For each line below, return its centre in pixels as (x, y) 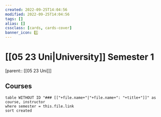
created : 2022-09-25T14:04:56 (36, 10)
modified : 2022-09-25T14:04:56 (37, 14)
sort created (19, 111)
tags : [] (14, 19)
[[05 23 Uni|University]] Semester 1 (80, 57)
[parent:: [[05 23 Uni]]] (28, 71)
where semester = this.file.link (40, 106)
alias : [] (15, 23)
